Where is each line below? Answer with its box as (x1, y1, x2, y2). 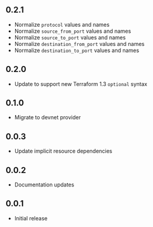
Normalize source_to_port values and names (14, 33, 126, 41)
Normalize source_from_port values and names (14, 27, 131, 35)
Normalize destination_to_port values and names (14, 47, 140, 54)
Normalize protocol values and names (14, 21, 110, 28)
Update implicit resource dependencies (14, 148, 113, 155)
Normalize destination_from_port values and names (14, 40, 145, 47)
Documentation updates (14, 181, 75, 188)
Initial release (14, 214, 48, 222)
